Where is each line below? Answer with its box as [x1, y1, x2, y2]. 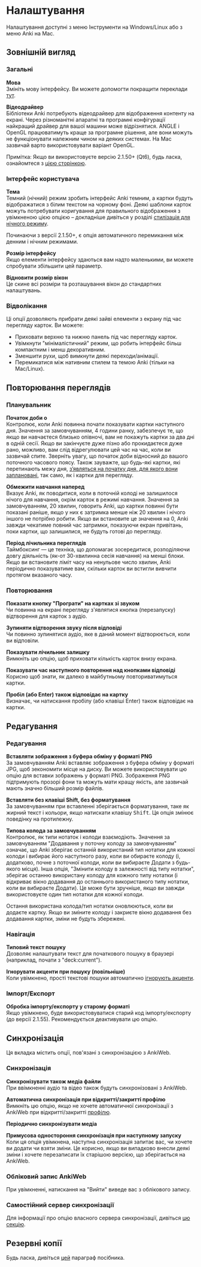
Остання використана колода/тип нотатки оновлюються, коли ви [6, 902, 173, 909]
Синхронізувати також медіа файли [6, 1077, 101, 1085]
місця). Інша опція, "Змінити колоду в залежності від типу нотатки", [22, 865, 195, 872]
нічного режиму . [6, 220, 49, 227]
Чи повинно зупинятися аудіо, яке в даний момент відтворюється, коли [6, 631, 190, 638]
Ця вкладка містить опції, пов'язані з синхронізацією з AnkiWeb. [6, 1049, 171, 1056]
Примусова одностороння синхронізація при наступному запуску [6, 1131, 181, 1139]
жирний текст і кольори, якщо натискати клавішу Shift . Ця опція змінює [6, 809, 194, 816]
